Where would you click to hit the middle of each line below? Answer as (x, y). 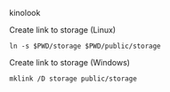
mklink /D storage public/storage (73, 79)
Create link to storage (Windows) (70, 62)
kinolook (25, 13)
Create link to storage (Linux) (63, 30)
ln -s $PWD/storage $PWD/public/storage (85, 46)
